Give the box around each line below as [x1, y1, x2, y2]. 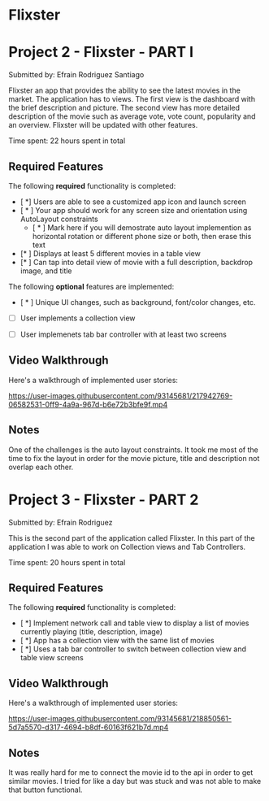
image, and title [20, 266, 72, 276]
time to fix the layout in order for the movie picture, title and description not [8, 453, 260, 463]
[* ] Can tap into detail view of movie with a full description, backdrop [20, 257, 254, 267]
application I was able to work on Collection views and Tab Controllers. [8, 542, 246, 551]
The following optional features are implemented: [8, 281, 175, 291]
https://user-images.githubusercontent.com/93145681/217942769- [8, 390, 233, 400]
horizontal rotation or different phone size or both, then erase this [32, 231, 252, 241]
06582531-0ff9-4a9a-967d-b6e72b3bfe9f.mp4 [8, 399, 168, 409]
